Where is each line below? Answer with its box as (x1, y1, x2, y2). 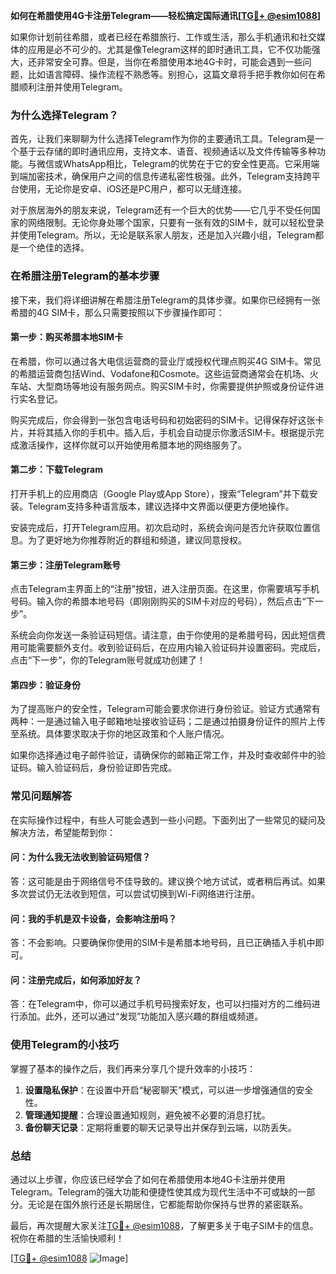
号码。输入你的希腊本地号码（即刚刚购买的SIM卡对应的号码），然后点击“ (10, 595, 307, 608)
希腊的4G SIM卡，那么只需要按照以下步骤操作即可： (10, 306, 225, 318)
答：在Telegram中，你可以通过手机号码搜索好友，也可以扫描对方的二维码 (10, 998, 312, 1010)
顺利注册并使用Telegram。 (18, 81, 128, 93)
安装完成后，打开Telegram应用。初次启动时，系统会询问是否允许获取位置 (10, 522, 312, 533)
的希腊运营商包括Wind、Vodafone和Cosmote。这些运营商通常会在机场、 (10, 367, 310, 379)
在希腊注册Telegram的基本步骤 (10, 269, 160, 283)
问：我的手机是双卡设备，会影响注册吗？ (10, 912, 177, 924)
